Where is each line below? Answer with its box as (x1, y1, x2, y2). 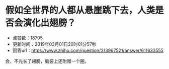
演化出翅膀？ (23, 17, 76, 29)
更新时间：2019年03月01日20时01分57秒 (12, 41, 97, 47)
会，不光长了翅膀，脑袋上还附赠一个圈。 (5, 58, 89, 64)
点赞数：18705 (12, 35, 43, 41)
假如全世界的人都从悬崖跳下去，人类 (5, 5, 155, 16)
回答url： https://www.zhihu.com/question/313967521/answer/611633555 (12, 47, 164, 53)
